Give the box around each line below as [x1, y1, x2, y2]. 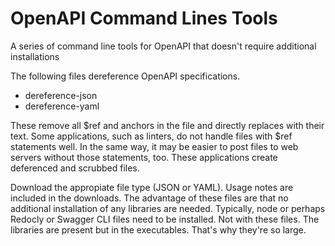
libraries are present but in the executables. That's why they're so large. [10, 223, 307, 236]
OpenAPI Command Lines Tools [10, 7, 278, 30]
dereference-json [24, 89, 98, 101]
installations [10, 50, 60, 62]
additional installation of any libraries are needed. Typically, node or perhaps [10, 202, 326, 214]
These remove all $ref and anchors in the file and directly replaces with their [10, 119, 325, 131]
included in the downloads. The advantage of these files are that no [10, 192, 289, 204]
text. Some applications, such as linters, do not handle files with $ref [10, 130, 293, 142]
